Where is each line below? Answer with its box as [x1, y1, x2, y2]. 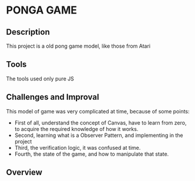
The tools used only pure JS [6, 75, 75, 82]
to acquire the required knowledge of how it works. [14, 125, 139, 132]
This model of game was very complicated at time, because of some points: [6, 108, 190, 115]
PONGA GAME [6, 4, 78, 17]
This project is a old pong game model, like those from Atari [6, 42, 151, 49]
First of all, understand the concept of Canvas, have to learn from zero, [14, 119, 187, 126]
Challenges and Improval [6, 92, 99, 102]
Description [6, 27, 50, 37]
